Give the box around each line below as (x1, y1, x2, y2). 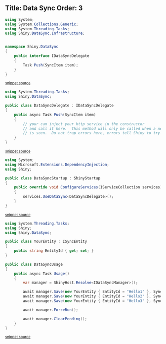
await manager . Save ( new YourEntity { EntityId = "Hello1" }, (23, 289, 152, 294)
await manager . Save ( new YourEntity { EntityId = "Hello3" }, (23, 298, 152, 304)
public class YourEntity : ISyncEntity (5, 239, 87, 244)
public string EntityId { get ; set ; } (14, 248, 94, 253)
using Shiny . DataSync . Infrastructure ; (5, 31, 85, 36)
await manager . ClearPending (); (23, 316, 87, 321)
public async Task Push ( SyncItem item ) (14, 112, 96, 117)
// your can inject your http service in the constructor (23, 121, 145, 126)
